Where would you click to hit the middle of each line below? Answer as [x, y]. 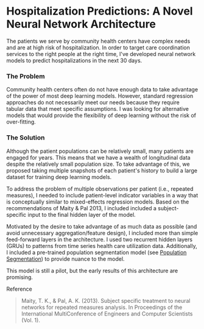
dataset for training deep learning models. [59, 177]
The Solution [26, 138]
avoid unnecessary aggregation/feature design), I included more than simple [102, 233]
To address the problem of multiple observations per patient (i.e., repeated [100, 189]
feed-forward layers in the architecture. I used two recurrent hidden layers [100, 239]
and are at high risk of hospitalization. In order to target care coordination [98, 48]
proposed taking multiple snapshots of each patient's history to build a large [102, 170]
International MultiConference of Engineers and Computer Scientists [107, 313]
